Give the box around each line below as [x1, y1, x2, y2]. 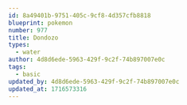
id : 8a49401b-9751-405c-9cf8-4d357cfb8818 [8, 11, 151, 20]
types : [8, 41, 30, 49]
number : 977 [8, 26, 48, 34]
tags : [8, 63, 26, 71]
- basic [15, 70, 41, 78]
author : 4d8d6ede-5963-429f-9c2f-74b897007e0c [8, 56, 166, 64]
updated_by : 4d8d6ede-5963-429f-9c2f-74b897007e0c [8, 77, 180, 85]
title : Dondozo [8, 33, 59, 42]
